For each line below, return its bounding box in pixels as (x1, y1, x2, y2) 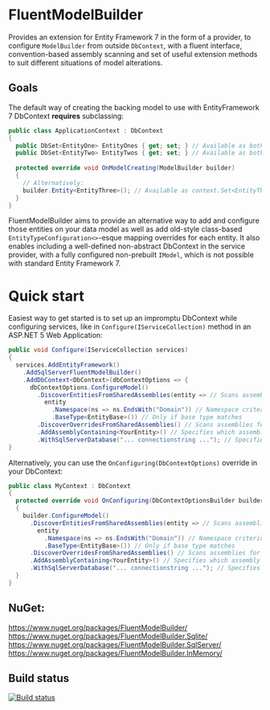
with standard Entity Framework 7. (8, 259, 121, 269)
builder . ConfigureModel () (22, 512, 110, 520)
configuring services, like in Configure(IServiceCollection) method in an (8, 322, 252, 331)
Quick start (8, 287, 84, 305)
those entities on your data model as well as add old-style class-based (8, 224, 243, 234)
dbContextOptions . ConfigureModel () (29, 384, 149, 392)
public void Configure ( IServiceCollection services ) (8, 346, 189, 355)
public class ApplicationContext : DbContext (8, 126, 163, 134)
